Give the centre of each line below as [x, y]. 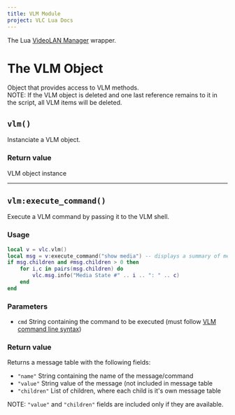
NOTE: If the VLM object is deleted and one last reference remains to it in [113, 95]
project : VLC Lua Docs [40, 20]
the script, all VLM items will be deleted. [65, 103]
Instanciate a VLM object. [44, 140]
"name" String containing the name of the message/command [105, 376]
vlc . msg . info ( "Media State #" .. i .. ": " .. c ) [106, 276]
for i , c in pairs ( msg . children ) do [72, 269]
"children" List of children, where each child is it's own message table [119, 391]
